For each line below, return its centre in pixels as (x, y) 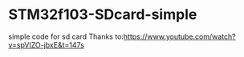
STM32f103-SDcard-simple (103, 15)
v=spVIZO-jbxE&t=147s (46, 44)
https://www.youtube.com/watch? (180, 36)
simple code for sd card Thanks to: (66, 36)
